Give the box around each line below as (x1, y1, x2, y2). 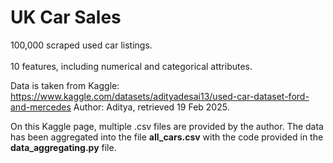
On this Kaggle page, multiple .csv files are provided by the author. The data (10, 120, 324, 132)
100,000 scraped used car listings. (10, 39, 153, 51)
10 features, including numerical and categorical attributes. (10, 60, 253, 72)
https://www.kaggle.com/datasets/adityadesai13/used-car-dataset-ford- (10, 90, 310, 102)
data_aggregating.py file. (10, 141, 117, 153)
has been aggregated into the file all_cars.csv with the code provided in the (10, 131, 324, 143)
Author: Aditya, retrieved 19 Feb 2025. (73, 101, 230, 113)
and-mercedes (10, 101, 72, 113)
